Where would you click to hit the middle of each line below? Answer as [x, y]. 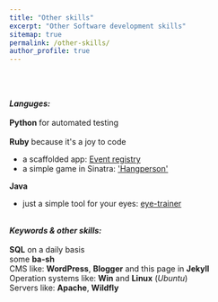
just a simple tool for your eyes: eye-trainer [102, 204]
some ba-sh [32, 259]
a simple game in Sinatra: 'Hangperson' [95, 169]
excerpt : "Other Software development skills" [98, 26]
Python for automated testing [64, 123]
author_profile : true [50, 51]
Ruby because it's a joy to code [68, 142]
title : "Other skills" [52, 18]
